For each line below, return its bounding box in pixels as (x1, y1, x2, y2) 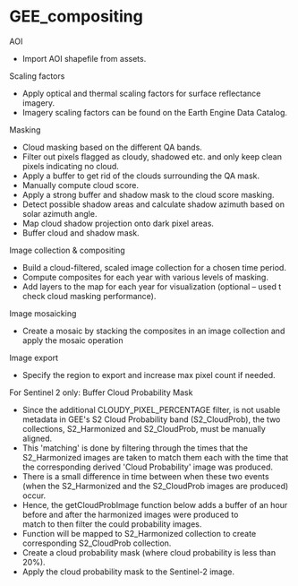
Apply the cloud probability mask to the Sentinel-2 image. (21, 566, 235, 577)
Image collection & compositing (9, 245, 125, 255)
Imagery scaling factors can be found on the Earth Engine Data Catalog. (21, 107, 288, 117)
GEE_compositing (9, 6, 143, 27)
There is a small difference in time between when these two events (21, 470, 270, 481)
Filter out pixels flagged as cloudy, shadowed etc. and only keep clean (21, 151, 282, 162)
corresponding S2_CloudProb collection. (21, 538, 172, 548)
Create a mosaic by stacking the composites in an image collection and (21, 325, 285, 336)
